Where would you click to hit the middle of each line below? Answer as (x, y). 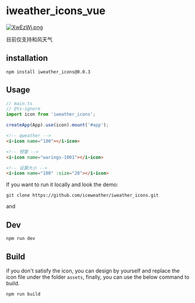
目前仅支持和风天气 (29, 39)
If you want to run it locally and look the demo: (62, 185)
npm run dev (21, 239)
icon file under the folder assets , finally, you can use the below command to (98, 277)
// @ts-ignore (23, 109)
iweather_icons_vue (56, 11)
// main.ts (19, 103)
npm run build (23, 294)
